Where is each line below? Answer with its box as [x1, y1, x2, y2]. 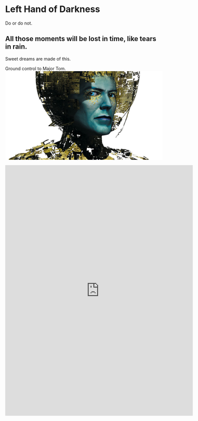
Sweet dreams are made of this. [5, 56, 71, 62]
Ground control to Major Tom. [5, 65, 66, 71]
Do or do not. [5, 20, 32, 26]
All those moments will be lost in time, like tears [5, 35, 156, 43]
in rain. [5, 43, 27, 51]
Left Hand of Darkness [5, 4, 100, 15]
